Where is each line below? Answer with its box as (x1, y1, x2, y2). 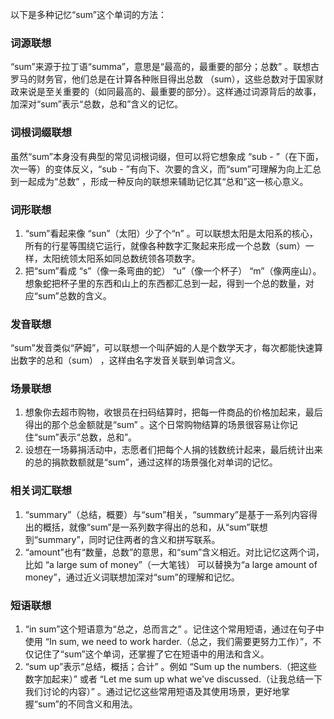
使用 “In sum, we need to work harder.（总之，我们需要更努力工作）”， (24, 636, 313, 648)
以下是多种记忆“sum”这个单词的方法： (10, 9, 167, 20)
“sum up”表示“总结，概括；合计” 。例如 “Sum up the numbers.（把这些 (24, 661, 318, 673)
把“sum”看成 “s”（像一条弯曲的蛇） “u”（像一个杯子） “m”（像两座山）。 (24, 264, 322, 277)
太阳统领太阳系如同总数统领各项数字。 (42, 252, 201, 264)
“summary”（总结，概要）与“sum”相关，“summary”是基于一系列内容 (24, 508, 310, 520)
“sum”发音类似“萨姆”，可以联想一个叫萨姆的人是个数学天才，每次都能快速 (10, 342, 315, 354)
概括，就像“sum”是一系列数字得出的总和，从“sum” (42, 521, 251, 533)
